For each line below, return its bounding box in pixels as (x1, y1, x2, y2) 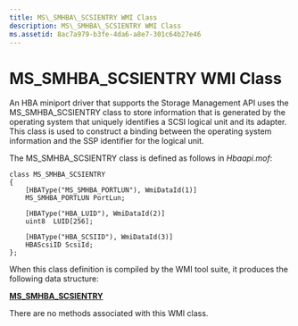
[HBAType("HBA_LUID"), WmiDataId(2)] (25, 209, 166, 219)
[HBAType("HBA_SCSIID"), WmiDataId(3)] (25, 233, 174, 242)
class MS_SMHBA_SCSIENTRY (9, 171, 105, 180)
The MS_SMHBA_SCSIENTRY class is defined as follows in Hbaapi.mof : (9, 153, 273, 163)
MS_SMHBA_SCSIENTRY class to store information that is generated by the (9, 107, 286, 118)
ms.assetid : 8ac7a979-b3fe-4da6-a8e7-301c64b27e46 (9, 29, 202, 38)
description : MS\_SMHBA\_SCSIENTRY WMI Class (9, 21, 181, 30)
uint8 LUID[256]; (25, 217, 94, 226)
